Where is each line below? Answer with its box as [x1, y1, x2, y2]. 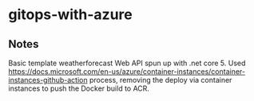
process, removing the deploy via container [89, 76, 232, 84]
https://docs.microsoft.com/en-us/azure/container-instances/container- [8, 67, 246, 76]
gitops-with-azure [8, 6, 133, 24]
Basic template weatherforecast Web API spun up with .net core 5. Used [8, 58, 246, 68]
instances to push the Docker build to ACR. [8, 84, 150, 93]
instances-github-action [8, 76, 88, 84]
